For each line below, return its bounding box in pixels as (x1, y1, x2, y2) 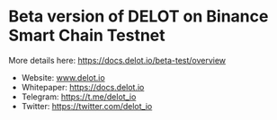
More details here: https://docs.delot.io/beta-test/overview (8, 55, 227, 65)
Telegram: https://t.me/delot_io (21, 91, 137, 102)
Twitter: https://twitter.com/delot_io (21, 100, 153, 111)
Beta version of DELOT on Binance (8, 6, 269, 27)
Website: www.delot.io (21, 72, 105, 82)
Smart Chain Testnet (8, 25, 165, 46)
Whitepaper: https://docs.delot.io (21, 81, 145, 92)
